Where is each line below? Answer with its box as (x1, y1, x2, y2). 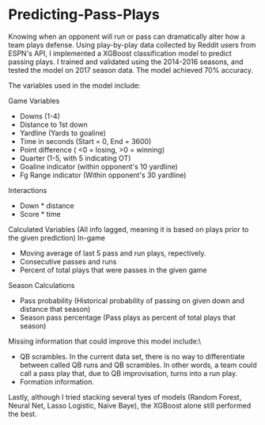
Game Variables (8, 96, 60, 105)
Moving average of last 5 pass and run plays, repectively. (19, 248, 206, 258)
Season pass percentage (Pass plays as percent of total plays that (19, 313, 236, 322)
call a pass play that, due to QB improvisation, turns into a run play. (19, 368, 238, 378)
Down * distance (19, 200, 74, 211)
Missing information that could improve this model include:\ (8, 336, 202, 346)
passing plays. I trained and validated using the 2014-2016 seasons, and (8, 57, 244, 66)
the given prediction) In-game (8, 233, 105, 242)
